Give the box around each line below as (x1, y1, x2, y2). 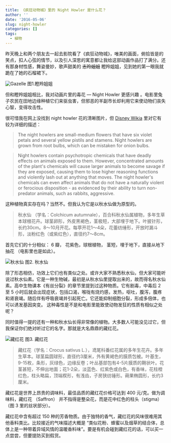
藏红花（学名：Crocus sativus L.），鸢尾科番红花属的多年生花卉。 (17, 347, 155, 353)
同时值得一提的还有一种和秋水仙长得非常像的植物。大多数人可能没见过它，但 (5, 318, 166, 325)
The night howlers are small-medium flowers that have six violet (17, 131, 152, 138)
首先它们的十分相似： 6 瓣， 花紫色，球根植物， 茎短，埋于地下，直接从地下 (5, 241, 165, 248)
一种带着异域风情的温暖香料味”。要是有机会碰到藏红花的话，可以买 (18, 426, 159, 432)
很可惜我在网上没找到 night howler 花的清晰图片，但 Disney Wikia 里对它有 (5, 115, 162, 121)
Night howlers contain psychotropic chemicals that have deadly (17, 152, 152, 158)
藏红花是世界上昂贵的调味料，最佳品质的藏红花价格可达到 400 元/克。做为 (5, 389, 161, 396)
